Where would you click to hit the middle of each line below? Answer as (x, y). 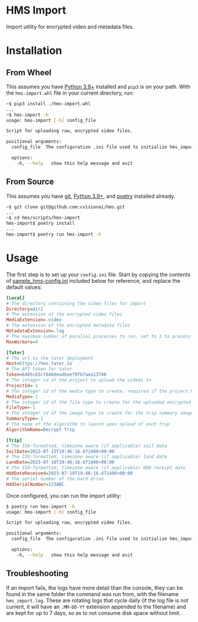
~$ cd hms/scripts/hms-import (43, 218)
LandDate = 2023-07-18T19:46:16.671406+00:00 (60, 462)
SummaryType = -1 (25, 419)
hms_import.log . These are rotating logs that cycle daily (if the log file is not (97, 600)
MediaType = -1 (22, 397)
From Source (30, 182)
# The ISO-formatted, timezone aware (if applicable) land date (87, 457)
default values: (24, 287)
